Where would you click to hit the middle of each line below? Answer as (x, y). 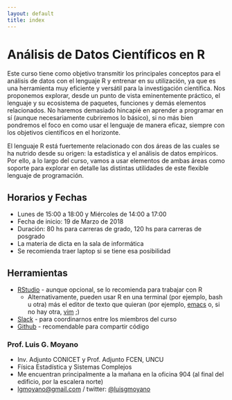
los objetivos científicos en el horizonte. (64, 133)
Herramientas (37, 273)
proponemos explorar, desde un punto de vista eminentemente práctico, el (114, 96)
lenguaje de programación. (46, 176)
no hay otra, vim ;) (53, 312)
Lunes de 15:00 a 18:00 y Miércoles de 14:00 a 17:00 (92, 214)
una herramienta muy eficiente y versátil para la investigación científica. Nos (116, 88)
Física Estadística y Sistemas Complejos (74, 367)
